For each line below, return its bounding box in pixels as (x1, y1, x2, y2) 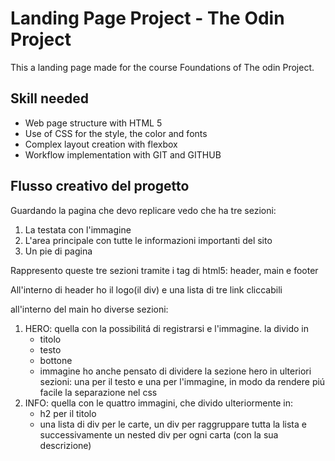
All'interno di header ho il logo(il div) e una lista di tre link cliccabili (10, 283, 283, 296)
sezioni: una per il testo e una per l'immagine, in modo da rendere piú (39, 375, 326, 387)
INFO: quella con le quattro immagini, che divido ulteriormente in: (24, 397, 293, 409)
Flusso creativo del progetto (10, 178, 190, 195)
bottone (39, 354, 73, 366)
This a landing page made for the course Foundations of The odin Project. (10, 61, 315, 73)
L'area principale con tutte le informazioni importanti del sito (24, 234, 273, 246)
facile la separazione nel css (39, 386, 158, 398)
